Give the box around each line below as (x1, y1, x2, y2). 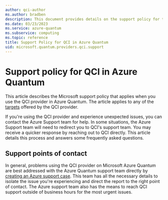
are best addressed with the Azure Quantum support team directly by (5, 168, 148, 174)
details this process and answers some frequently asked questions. (5, 134, 144, 140)
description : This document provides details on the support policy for (5, 16, 160, 21)
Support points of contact (5, 149, 87, 157)
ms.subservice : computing (5, 30, 59, 35)
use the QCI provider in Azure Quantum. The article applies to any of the (5, 98, 154, 104)
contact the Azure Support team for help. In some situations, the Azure (5, 118, 151, 125)
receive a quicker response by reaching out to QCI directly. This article (5, 129, 151, 135)
